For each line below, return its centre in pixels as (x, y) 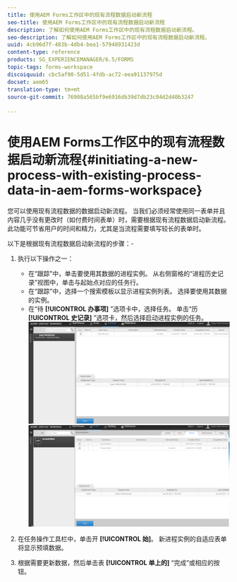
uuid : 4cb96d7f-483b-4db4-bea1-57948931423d (74, 45)
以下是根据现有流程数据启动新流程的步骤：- (71, 244)
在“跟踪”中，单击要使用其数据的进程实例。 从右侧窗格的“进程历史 (123, 274)
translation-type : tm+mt (44, 89)
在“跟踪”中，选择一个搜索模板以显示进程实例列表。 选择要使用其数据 (127, 291)
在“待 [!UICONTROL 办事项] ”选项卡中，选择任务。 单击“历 (113, 309)
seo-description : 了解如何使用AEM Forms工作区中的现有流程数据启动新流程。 (109, 37)
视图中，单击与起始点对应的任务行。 (90, 283)
